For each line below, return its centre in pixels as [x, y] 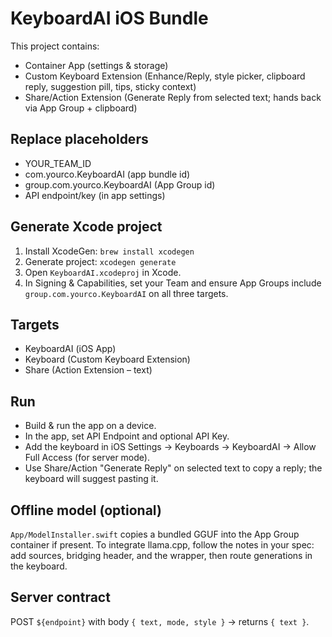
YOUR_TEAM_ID [58, 163]
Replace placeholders [79, 139]
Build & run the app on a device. [90, 426]
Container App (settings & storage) [96, 65]
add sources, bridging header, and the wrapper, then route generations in [161, 555]
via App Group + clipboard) [81, 108]
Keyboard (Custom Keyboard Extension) [107, 359]
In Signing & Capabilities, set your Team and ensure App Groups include [173, 283]
